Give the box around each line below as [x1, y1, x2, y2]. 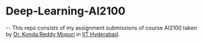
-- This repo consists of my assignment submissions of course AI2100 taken [5, 24, 198, 31]
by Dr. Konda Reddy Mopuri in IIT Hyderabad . [5, 30, 120, 37]
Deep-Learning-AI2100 [5, 4, 126, 18]
